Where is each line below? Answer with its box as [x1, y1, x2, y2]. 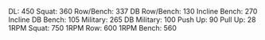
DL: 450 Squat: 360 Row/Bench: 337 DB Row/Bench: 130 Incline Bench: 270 [8, 7, 258, 16]
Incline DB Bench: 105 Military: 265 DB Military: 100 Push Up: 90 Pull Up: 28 [8, 15, 256, 24]
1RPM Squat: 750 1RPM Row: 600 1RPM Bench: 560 [8, 24, 177, 32]
